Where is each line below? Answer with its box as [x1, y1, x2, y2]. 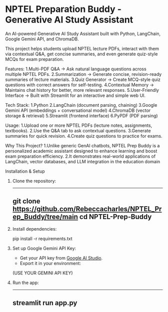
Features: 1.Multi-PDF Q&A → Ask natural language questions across [5, 66, 146, 72]
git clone [12, 197, 40, 206]
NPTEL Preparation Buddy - [5, 3, 121, 15]
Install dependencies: [12, 226, 57, 232]
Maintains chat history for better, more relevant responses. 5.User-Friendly [5, 87, 159, 93]
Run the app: [12, 280, 39, 286]
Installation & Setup [5, 168, 45, 174]
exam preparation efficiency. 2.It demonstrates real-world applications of [5, 153, 156, 159]
